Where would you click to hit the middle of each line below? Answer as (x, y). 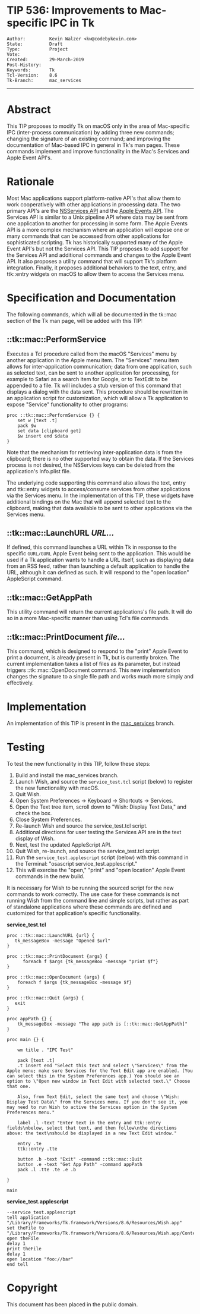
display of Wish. (35, 838)
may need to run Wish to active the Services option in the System (92, 1107)
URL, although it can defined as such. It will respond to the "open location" (98, 573)
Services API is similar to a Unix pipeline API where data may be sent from (97, 217)
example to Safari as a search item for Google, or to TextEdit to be (87, 379)
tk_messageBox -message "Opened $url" (63, 941)
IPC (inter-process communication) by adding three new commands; (91, 132)
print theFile (24, 1249)
